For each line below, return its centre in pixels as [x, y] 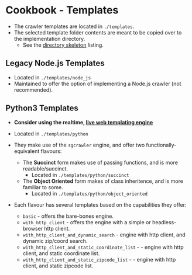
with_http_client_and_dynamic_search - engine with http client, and [104, 235]
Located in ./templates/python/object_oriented [89, 193]
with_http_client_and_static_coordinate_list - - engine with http [103, 247]
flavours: [51, 151]
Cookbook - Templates [62, 10]
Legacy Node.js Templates [55, 63]
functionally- [161, 145]
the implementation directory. [49, 39]
